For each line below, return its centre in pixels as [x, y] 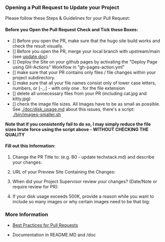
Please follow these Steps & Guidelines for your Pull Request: [68, 18]
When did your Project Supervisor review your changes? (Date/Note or [85, 181]
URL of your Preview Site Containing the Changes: [64, 172]
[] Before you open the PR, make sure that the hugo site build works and [86, 41]
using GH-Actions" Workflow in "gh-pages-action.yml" [69, 67]
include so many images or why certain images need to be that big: [81, 201]
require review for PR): [35, 186]
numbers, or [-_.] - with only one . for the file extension [69, 88]
